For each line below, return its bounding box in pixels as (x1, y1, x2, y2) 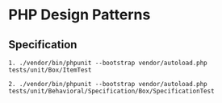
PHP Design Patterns (8, 6, 151, 24)
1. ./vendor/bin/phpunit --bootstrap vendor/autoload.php (8, 59, 207, 67)
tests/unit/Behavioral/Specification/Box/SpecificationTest (8, 87, 216, 95)
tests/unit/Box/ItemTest (8, 66, 92, 74)
